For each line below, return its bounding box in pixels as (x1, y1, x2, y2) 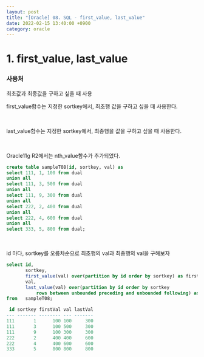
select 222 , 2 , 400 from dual (6, 203, 83, 209)
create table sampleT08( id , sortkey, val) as (6, 164, 123, 170)
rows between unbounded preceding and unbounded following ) (36, 290, 191, 296)
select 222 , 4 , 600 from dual (6, 215, 83, 221)
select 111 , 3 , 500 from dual (6, 181, 83, 187)
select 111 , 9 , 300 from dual (6, 192, 83, 199)
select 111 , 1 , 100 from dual (6, 169, 83, 176)
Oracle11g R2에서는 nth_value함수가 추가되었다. (6, 152, 120, 159)
